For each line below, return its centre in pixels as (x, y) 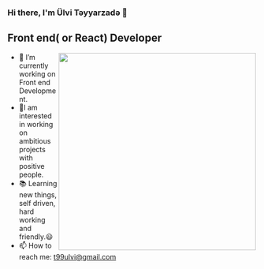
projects (32, 149)
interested (35, 116)
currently (33, 65)
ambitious (35, 140)
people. (31, 174)
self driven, (37, 203)
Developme (37, 91)
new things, (37, 194)
